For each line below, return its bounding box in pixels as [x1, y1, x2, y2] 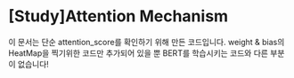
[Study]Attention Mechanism [8, 6, 229, 27]
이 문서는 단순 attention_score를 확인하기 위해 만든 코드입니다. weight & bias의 [8, 36, 285, 47]
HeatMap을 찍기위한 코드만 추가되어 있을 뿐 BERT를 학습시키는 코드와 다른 [8, 47, 269, 58]
